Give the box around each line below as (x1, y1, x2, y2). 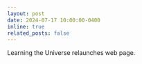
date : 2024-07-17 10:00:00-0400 (7, 17, 100, 24)
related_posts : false (7, 29, 70, 37)
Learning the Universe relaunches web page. (7, 49, 136, 57)
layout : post (7, 10, 45, 17)
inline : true (7, 23, 45, 30)
